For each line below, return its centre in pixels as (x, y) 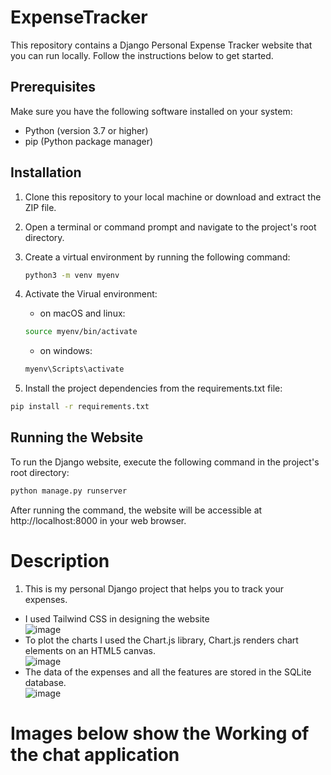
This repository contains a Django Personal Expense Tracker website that (161, 45)
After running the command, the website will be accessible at (136, 510)
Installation (46, 172)
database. (45, 682)
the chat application (95, 754)
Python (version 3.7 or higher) (86, 130)
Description (60, 560)
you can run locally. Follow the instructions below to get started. (142, 55)
